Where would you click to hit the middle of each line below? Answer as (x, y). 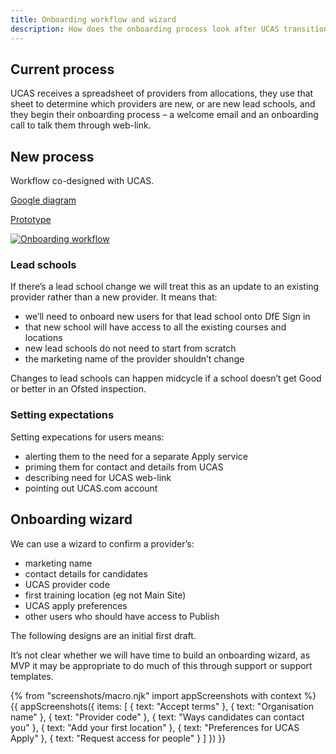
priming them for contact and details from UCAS (124, 467)
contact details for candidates (86, 573)
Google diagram (43, 200)
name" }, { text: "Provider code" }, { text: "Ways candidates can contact (157, 717)
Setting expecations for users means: (87, 437)
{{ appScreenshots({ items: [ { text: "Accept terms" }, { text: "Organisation (162, 706)
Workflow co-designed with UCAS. (82, 181)
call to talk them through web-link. (81, 125)
